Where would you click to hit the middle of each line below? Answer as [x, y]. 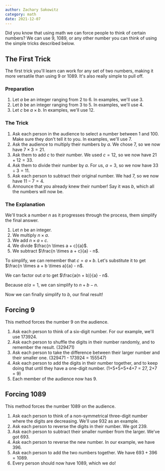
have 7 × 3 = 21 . [29, 149]
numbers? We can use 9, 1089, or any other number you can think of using [81, 38]
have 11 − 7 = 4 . [28, 181]
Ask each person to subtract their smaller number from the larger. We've [86, 431]
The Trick [17, 123]
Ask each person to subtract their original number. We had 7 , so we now [85, 175]
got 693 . [21, 437]
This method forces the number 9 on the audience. [57, 322]
